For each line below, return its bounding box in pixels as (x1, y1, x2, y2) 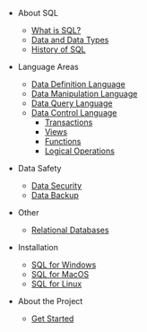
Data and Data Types (30, 35, 109, 45)
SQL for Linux (30, 278, 82, 289)
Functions (44, 136, 82, 146)
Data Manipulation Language (30, 89, 138, 99)
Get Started (30, 313, 74, 324)
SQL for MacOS (30, 269, 90, 279)
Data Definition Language (30, 79, 125, 89)
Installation (17, 242, 59, 252)
